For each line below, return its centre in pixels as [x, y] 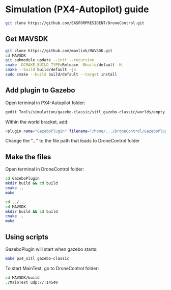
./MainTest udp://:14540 [32, 282]
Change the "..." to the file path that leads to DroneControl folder [73, 141]
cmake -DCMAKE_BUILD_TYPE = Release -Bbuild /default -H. [65, 65]
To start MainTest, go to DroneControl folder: [52, 268]
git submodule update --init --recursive [50, 60]
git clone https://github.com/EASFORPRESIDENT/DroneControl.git [75, 23]
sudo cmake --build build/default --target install [61, 75]
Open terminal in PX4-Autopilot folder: [45, 103]
